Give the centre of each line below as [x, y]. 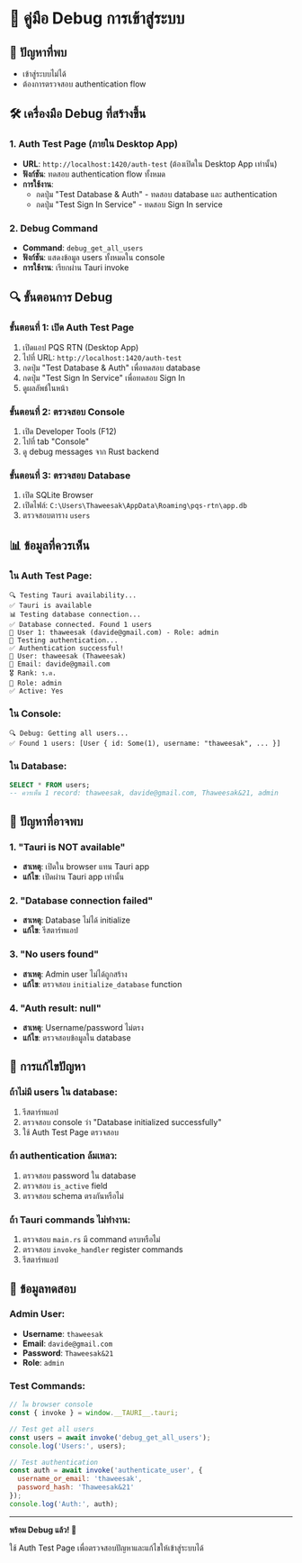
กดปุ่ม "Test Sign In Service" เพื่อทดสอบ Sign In [104, 377]
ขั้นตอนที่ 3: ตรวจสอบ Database [70, 475]
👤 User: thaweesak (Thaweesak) [68, 656]
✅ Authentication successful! [67, 648]
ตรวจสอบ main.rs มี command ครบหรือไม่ [91, 1240]
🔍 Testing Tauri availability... [73, 595]
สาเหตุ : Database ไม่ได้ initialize [76, 920]
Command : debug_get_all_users [83, 248]
